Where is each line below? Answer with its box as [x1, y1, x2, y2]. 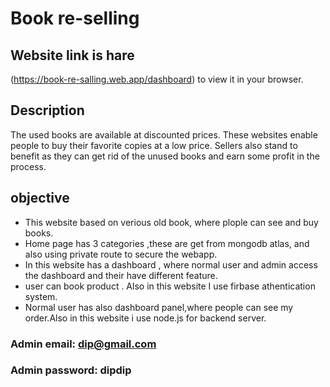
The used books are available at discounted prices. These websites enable [10, 128, 318, 141]
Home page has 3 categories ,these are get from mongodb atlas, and [24, 237, 310, 249]
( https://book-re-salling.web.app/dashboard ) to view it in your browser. [10, 73, 304, 85]
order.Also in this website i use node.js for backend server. [24, 312, 267, 324]
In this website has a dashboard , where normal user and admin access [24, 258, 318, 271]
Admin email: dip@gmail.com [10, 337, 157, 351]
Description [10, 102, 85, 119]
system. [24, 290, 58, 302]
